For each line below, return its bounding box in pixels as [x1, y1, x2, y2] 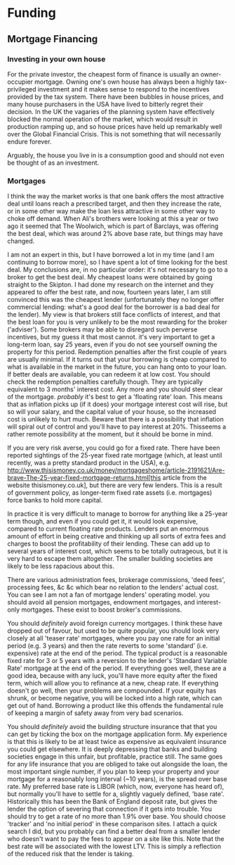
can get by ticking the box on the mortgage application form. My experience [7, 730, 228, 738]
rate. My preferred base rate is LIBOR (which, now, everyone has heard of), [7, 783, 224, 791]
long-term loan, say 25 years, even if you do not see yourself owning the [7, 340, 217, 349]
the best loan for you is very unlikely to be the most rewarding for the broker [7, 318, 228, 327]
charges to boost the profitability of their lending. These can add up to [7, 540, 210, 548]
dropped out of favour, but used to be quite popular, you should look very [7, 626, 220, 635]
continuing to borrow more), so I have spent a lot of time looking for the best [7, 258, 228, 267]
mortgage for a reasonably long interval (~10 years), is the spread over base [7, 775, 228, 783]
